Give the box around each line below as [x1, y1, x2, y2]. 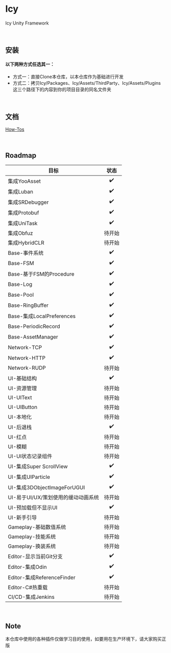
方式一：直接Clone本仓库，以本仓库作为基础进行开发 [12, 74, 124, 80]
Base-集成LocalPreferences [8, 312, 76, 320]
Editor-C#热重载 [8, 584, 48, 591]
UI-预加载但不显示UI [8, 504, 58, 511]
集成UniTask [8, 220, 38, 227]
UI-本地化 [8, 414, 32, 421]
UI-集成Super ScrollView [8, 463, 68, 470]
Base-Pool [8, 291, 34, 298]
